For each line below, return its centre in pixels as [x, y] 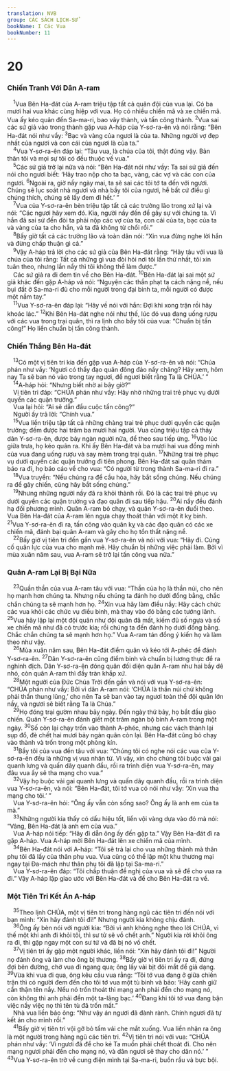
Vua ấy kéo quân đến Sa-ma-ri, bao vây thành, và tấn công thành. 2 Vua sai [113, 119]
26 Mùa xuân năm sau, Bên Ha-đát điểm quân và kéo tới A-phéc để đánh [115, 649]
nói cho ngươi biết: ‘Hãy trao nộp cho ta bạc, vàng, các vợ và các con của [111, 174]
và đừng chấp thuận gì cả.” [45, 243]
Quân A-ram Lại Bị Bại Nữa [52, 573]
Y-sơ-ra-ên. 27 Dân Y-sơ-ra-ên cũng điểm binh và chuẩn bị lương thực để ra [114, 658]
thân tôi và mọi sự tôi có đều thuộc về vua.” [68, 159]
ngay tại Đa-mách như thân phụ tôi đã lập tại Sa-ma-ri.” [85, 864]
